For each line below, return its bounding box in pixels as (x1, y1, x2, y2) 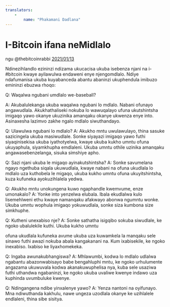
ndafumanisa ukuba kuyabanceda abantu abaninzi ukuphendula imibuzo (5, 77, 158, 83)
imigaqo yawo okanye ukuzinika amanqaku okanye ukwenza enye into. (5, 113, 154, 119)
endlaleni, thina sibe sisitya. (5, 296, 64, 302)
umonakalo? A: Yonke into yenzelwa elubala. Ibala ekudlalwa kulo (5, 191, 143, 197)
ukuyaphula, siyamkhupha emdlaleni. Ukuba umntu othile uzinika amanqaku (5, 144, 164, 151)
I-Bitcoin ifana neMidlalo (5, 39, 111, 51)
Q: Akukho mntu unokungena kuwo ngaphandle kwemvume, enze (5, 186, 144, 192)
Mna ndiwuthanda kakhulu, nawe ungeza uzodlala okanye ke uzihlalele (5, 291, 154, 297)
